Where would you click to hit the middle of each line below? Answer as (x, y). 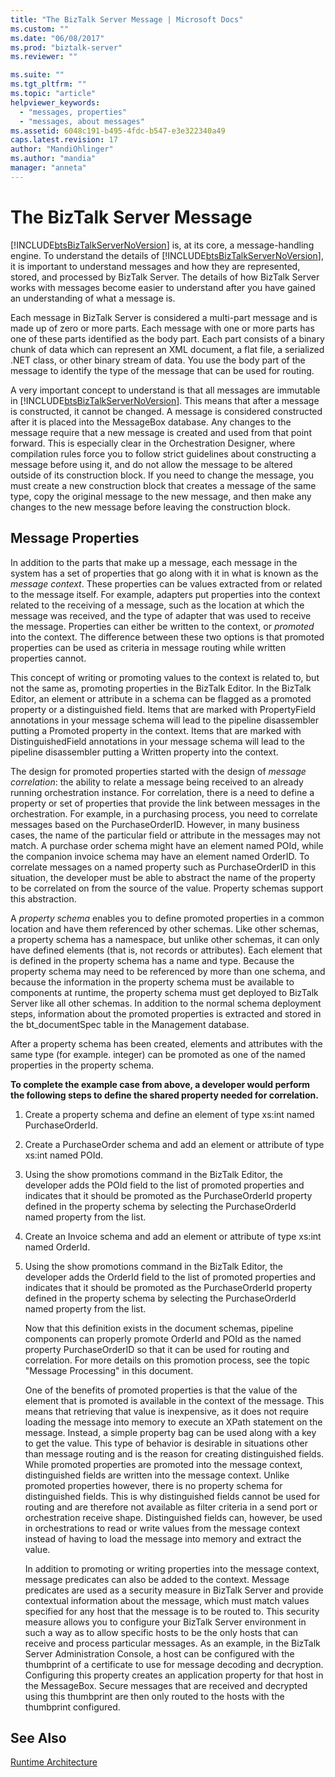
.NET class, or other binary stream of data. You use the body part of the (158, 360)
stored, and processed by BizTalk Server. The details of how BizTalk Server (165, 277)
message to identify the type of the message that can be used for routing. (162, 370)
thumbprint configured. (72, 1707)
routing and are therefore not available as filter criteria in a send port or (171, 1507)
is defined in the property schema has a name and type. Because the (152, 960)
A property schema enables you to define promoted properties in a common (167, 918)
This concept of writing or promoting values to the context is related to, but (165, 677)
